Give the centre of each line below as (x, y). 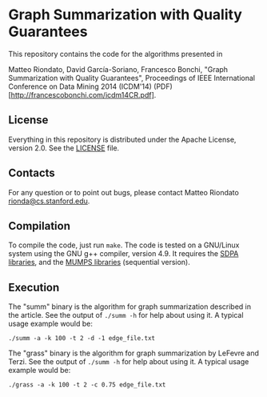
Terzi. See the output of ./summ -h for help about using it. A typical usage (129, 362)
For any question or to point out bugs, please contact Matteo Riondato (124, 192)
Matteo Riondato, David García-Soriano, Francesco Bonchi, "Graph (118, 69)
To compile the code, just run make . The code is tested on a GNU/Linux (124, 245)
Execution (34, 287)
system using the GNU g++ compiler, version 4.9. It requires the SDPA (124, 254)
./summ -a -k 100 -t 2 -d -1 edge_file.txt (82, 339)
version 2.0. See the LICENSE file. (64, 148)
